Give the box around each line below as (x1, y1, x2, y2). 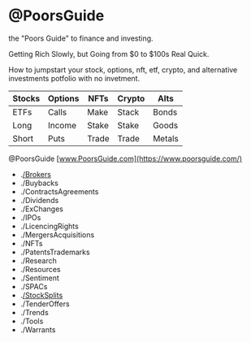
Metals (153, 132, 179, 144)
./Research (19, 255, 57, 266)
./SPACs (19, 281, 48, 291)
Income (47, 119, 77, 131)
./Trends (19, 307, 49, 317)
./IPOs (19, 212, 41, 222)
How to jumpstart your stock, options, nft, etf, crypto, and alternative (8, 64, 238, 75)
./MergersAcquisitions (19, 230, 95, 240)
